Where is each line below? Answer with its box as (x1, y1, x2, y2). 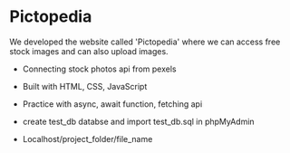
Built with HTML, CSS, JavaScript (22, 81, 148, 91)
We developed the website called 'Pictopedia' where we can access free (9, 36, 281, 47)
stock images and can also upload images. (9, 45, 169, 56)
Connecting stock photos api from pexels (22, 63, 177, 74)
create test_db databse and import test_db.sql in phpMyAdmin (22, 116, 256, 127)
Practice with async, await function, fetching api (22, 98, 203, 110)
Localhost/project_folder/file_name (22, 133, 153, 144)
